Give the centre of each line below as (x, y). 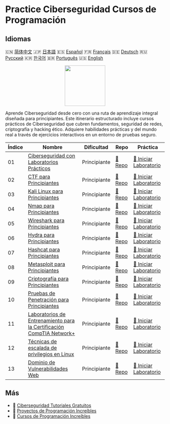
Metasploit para (46, 264)
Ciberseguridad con (51, 156)
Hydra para (41, 235)
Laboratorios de (47, 314)
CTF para (39, 177)
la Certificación (46, 327)
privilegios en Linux (51, 354)
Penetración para (48, 299)
